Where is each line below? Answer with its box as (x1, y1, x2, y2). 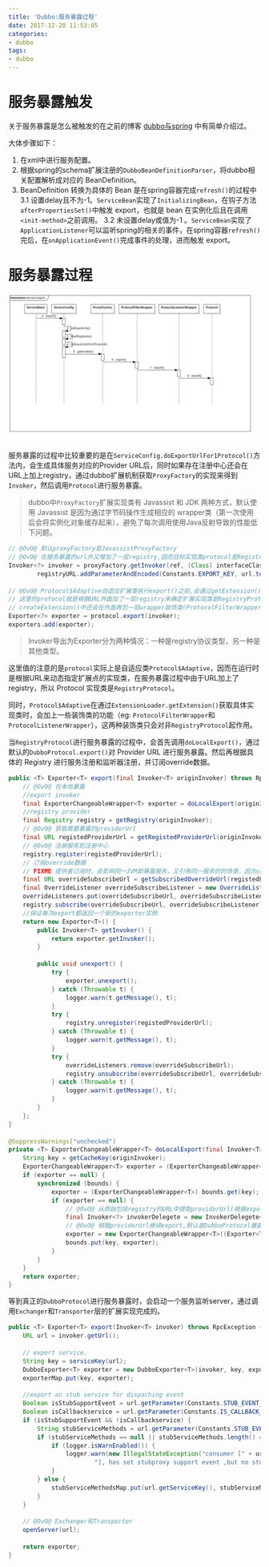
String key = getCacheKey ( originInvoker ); (22, 1154, 167, 1163)
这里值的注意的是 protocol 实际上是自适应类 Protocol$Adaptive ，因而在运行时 (8, 663, 259, 673)
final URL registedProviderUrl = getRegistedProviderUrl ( (22, 834, 220, 842)
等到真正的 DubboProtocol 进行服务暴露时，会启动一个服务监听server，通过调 (8, 1296, 259, 1306)
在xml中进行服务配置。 (19, 155, 96, 164)
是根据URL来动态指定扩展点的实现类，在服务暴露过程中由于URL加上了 (8, 673, 239, 682)
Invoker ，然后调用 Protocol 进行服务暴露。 (8, 480, 147, 490)
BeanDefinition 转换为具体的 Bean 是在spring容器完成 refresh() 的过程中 (19, 185, 257, 195)
